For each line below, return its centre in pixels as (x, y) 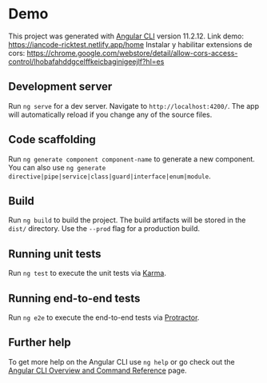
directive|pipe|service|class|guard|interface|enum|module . (110, 176)
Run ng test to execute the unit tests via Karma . (87, 273)
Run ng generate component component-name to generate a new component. (132, 159)
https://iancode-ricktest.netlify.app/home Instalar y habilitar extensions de (131, 44)
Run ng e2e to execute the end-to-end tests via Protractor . (104, 317)
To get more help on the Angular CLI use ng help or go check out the (122, 361)
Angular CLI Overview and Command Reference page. (98, 370)
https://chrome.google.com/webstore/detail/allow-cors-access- (132, 53)
